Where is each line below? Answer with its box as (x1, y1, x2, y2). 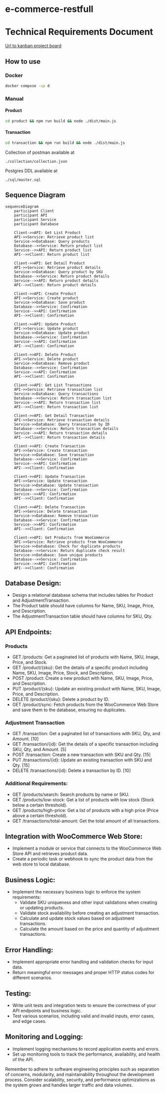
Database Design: (5, 579, 61, 587)
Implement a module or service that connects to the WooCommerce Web (12, 845, 162, 852)
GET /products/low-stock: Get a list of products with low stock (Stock (12, 796, 155, 802)
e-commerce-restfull (5, 3, 94, 15)
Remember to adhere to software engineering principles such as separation (5, 1066, 160, 1072)
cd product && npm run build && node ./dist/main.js (5, 118, 116, 123)
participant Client (14, 208, 55, 214)
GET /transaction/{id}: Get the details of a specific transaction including (12, 741, 159, 747)
